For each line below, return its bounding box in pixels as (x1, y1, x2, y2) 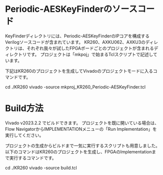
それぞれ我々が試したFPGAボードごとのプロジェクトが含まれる (26, 45, 154, 51)
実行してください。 (5, 132, 44, 138)
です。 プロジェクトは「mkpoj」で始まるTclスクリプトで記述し (26, 51, 153, 57)
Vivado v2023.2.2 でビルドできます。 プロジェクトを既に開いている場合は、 (5, 120, 159, 126)
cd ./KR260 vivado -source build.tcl (5, 165, 77, 171)
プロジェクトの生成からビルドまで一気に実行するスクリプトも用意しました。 (5, 143, 160, 148)
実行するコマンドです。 (9, 155, 56, 161)
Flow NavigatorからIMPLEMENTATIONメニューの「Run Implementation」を (5, 126, 157, 132)
